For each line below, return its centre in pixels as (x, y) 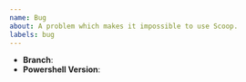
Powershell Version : (61, 69)
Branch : (38, 60)
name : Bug (28, 18)
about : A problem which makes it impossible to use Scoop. (124, 26)
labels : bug (32, 34)
